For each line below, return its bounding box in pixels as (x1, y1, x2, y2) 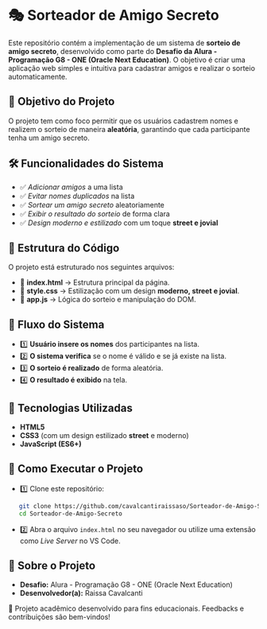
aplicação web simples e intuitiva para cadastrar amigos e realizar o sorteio (8, 63, 256, 72)
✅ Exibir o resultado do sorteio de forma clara (19, 208, 171, 219)
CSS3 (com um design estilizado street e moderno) (19, 431, 189, 440)
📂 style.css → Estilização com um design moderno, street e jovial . (19, 286, 240, 296)
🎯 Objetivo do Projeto (8, 95, 115, 108)
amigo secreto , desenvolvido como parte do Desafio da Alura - (8, 46, 218, 56)
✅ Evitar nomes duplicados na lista (19, 191, 135, 200)
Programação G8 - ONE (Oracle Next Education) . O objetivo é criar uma (8, 55, 246, 64)
